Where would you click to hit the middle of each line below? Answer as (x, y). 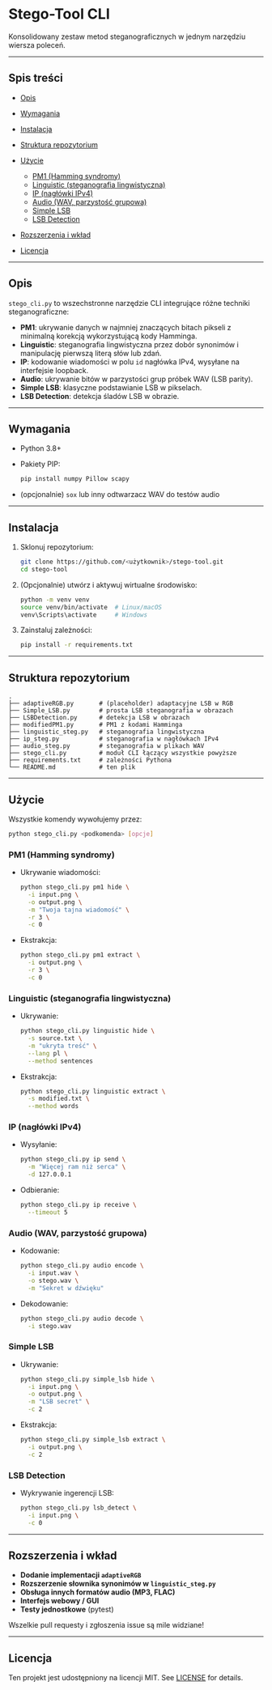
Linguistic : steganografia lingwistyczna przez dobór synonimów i (129, 344)
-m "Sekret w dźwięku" (66, 1288)
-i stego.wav (50, 1326)
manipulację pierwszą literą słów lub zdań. (91, 353)
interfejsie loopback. (54, 370)
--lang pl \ (48, 1053)
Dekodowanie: (44, 1303)
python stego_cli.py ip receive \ (78, 1205)
